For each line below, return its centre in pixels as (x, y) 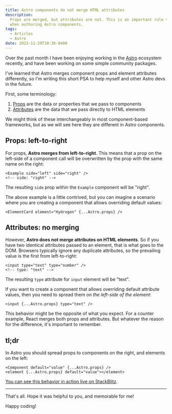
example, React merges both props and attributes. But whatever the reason (84, 319)
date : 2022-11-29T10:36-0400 (36, 43)
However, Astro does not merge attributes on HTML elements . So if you (82, 240)
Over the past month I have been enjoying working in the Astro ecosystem (83, 58)
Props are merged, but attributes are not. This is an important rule (87, 19)
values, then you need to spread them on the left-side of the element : (79, 295)
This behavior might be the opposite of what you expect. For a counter (80, 314)
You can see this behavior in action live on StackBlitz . (61, 382)
